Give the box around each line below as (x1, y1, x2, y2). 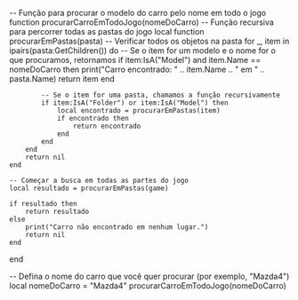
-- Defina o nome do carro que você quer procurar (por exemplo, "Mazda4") (9, 271, 290, 281)
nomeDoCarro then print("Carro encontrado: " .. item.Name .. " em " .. (9, 64, 265, 75)
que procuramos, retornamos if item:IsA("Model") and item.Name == (9, 55, 262, 65)
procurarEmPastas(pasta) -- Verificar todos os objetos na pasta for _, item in (9, 36, 290, 46)
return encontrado (72, 122, 141, 130)
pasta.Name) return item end (9, 74, 116, 83)
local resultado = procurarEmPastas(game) (9, 184, 169, 193)
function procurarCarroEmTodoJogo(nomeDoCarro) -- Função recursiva (9, 17, 274, 28)
